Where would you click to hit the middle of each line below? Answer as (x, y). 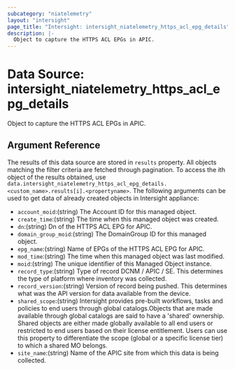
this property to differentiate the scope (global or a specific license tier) (120, 338)
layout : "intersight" (39, 20)
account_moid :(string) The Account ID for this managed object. (107, 211)
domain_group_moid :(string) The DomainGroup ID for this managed (112, 234)
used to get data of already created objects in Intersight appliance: (103, 198)
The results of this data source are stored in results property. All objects (112, 162)
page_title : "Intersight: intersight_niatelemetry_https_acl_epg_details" (119, 27)
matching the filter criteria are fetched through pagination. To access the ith (116, 169)
